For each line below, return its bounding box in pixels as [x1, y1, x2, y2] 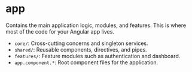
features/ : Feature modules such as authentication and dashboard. [14, 52, 181, 59]
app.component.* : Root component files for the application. [14, 59, 159, 66]
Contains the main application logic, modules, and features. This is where [5, 22, 187, 29]
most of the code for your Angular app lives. [5, 28, 115, 35]
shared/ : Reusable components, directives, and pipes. [14, 46, 147, 53]
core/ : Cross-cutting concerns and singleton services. [14, 40, 148, 47]
